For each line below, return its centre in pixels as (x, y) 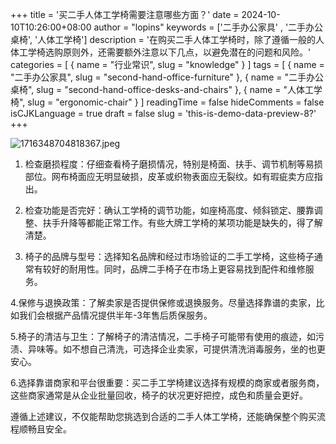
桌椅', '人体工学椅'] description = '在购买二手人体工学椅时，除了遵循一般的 (163, 39)
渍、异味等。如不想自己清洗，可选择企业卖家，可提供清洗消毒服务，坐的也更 (168, 349)
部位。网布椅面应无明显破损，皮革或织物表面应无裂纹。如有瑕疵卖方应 (169, 176)
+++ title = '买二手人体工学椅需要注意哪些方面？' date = (125, 14)
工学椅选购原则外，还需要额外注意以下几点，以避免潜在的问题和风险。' (165, 52)
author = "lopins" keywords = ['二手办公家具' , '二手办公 (208, 27)
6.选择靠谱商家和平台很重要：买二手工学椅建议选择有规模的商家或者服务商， (167, 382)
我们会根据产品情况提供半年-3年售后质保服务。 (115, 315)
